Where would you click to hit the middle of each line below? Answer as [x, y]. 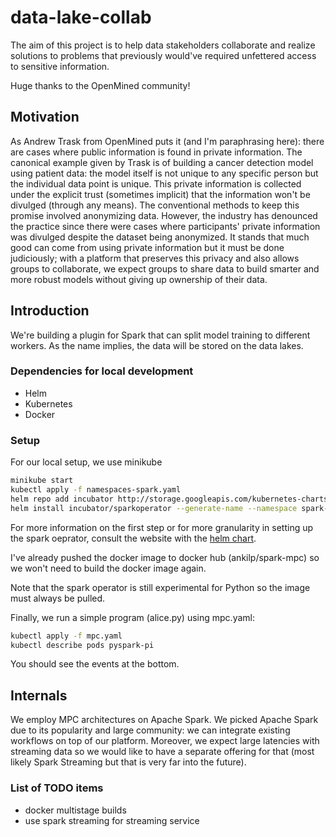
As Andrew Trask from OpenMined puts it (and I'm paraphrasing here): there [167, 141]
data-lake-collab [81, 17]
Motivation [45, 117]
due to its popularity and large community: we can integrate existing [150, 730]
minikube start [42, 481]
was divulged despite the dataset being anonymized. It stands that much [160, 237]
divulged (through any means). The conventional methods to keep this [155, 205]
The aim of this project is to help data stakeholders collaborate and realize [163, 45]
